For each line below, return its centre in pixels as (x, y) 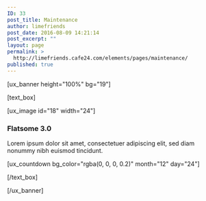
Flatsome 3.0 (29, 128)
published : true (30, 64)
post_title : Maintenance (42, 20)
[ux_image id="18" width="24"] (51, 110)
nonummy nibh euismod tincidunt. (55, 150)
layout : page (26, 45)
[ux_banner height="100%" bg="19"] (59, 84)
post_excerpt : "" (32, 39)
